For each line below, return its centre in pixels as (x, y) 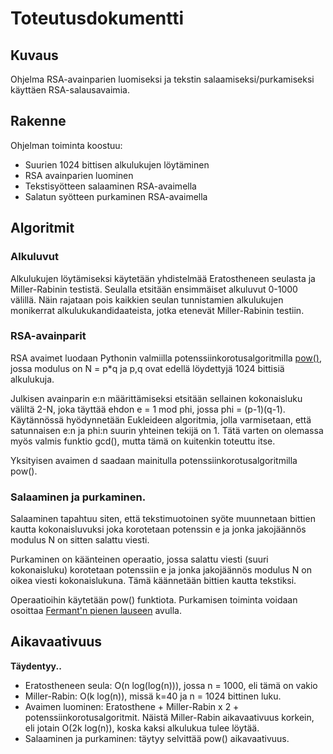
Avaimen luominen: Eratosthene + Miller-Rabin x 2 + (132, 706)
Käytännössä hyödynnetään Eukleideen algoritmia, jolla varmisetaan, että (161, 419)
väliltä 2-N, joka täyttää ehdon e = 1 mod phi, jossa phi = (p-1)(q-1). (148, 409)
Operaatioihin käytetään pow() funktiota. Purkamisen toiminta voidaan (154, 600)
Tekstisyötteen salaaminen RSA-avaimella (110, 186)
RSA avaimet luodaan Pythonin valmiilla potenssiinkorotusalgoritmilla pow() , (166, 358)
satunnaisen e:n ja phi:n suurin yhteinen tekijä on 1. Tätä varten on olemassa (167, 430)
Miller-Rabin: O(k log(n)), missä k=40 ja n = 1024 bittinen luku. (153, 696)
